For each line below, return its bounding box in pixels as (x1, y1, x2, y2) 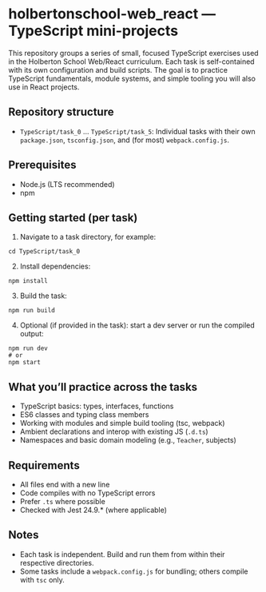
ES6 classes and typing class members (19, 410, 149, 419)
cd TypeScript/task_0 (8, 248, 81, 256)
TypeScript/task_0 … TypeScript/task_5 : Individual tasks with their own (19, 126, 256, 136)
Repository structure (8, 105, 114, 119)
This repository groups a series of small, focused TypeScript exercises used (8, 48, 259, 58)
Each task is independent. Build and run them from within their (19, 549, 225, 559)
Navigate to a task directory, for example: (19, 232, 157, 242)
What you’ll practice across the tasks (8, 380, 198, 394)
